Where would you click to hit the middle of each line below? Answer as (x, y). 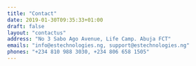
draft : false (26, 26)
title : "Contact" (32, 13)
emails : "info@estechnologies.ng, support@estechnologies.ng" (98, 45)
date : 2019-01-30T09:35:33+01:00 (55, 20)
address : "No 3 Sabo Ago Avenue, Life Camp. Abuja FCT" (89, 39)
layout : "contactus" (37, 33)
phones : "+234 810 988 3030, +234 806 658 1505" (78, 52)
